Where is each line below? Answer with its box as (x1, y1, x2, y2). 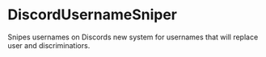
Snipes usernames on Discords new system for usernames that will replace (7, 32, 259, 42)
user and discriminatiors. (7, 40, 91, 50)
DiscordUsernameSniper (7, 6, 177, 24)
